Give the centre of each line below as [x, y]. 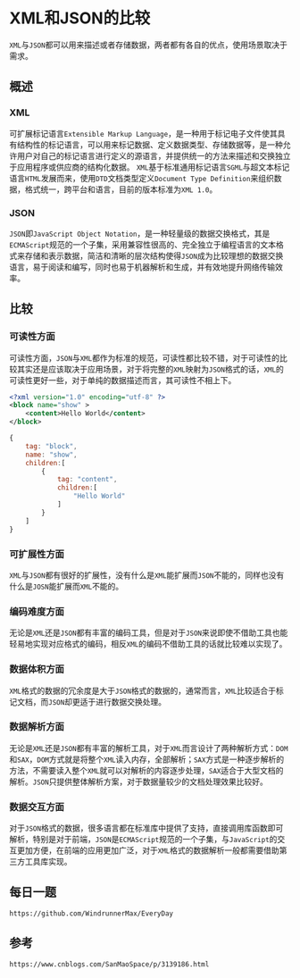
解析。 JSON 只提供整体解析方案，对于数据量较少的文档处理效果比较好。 [138, 782]
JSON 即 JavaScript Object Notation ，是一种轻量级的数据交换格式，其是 [140, 233]
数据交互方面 [37, 807]
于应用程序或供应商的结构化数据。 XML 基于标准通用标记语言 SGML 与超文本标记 [150, 167]
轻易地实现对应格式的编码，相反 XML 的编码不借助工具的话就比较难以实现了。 [148, 644]
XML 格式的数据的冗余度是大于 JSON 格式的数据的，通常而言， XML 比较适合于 [143, 690]
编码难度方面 [37, 611]
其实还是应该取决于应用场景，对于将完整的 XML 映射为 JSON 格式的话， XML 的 [150, 369]
